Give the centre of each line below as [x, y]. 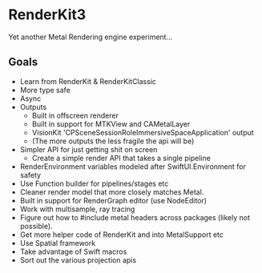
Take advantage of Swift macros [73, 251]
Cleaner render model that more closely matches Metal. [112, 192]
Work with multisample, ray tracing [77, 209]
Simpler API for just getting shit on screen [89, 149]
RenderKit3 [47, 15]
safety [30, 175]
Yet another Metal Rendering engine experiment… [91, 37]
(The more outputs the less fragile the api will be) [113, 141]
